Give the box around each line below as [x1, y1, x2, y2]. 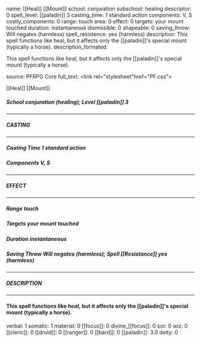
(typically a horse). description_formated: [6, 43, 108, 50]
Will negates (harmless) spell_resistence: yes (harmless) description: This [6, 31, 188, 38]
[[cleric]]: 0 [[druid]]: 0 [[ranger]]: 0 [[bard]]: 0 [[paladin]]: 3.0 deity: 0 [6, 328, 178, 335]
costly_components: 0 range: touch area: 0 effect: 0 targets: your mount [6, 18, 184, 25]
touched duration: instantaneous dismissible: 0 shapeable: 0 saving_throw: [6, 24, 190, 31]
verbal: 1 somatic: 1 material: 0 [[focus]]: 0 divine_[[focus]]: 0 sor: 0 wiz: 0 [6, 322, 188, 329]
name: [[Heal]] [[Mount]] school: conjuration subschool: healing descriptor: [6, 5, 191, 12]
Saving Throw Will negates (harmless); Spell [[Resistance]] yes [6, 250, 167, 257]
